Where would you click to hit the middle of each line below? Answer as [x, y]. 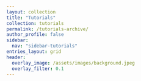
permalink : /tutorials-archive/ [47, 29]
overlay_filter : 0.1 [38, 69]
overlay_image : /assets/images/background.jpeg [74, 63]
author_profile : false [35, 35]
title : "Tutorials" [31, 18]
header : [16, 57]
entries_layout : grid [34, 52]
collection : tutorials [35, 23]
